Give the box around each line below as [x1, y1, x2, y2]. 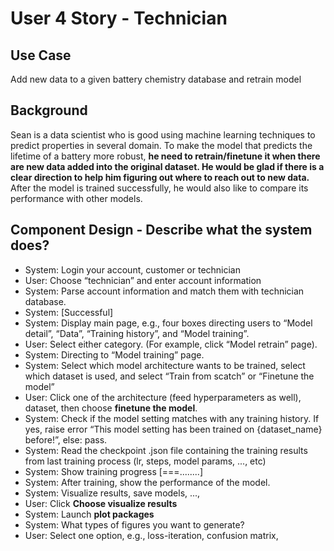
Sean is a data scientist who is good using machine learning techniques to [10, 128, 316, 141]
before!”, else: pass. [24, 433, 108, 446]
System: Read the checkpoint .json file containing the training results [24, 444, 308, 456]
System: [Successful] [24, 306, 114, 318]
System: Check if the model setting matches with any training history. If [24, 412, 320, 424]
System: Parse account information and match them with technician [24, 285, 305, 297]
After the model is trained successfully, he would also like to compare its [10, 182, 309, 194]
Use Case [10, 47, 72, 64]
